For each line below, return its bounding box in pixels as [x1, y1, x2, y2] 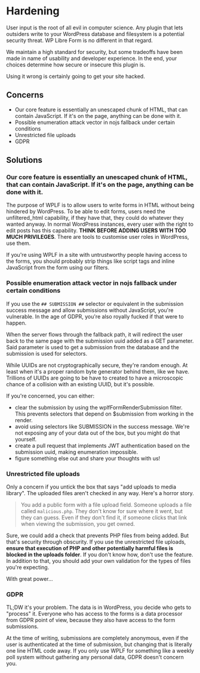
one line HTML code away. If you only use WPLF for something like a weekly [6, 647, 194, 654]
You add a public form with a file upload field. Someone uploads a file [20, 501, 192, 508]
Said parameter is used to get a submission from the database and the [6, 343, 179, 351]
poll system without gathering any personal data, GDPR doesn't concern [6, 654, 184, 661]
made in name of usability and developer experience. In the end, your [6, 54, 177, 62]
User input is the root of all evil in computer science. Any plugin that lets [6, 24, 183, 31]
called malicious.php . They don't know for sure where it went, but [20, 508, 183, 515]
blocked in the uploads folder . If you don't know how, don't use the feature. [6, 551, 193, 558]
